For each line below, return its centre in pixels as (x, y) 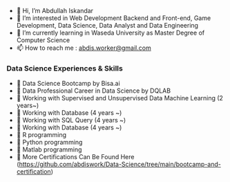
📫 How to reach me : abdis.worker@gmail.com (84, 48)
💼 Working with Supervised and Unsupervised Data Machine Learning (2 (120, 98)
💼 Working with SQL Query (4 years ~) (71, 120)
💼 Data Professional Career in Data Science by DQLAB (93, 91)
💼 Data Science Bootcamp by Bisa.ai (68, 84)
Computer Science (43, 40)
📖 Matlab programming (49, 149)
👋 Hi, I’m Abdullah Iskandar (55, 11)
